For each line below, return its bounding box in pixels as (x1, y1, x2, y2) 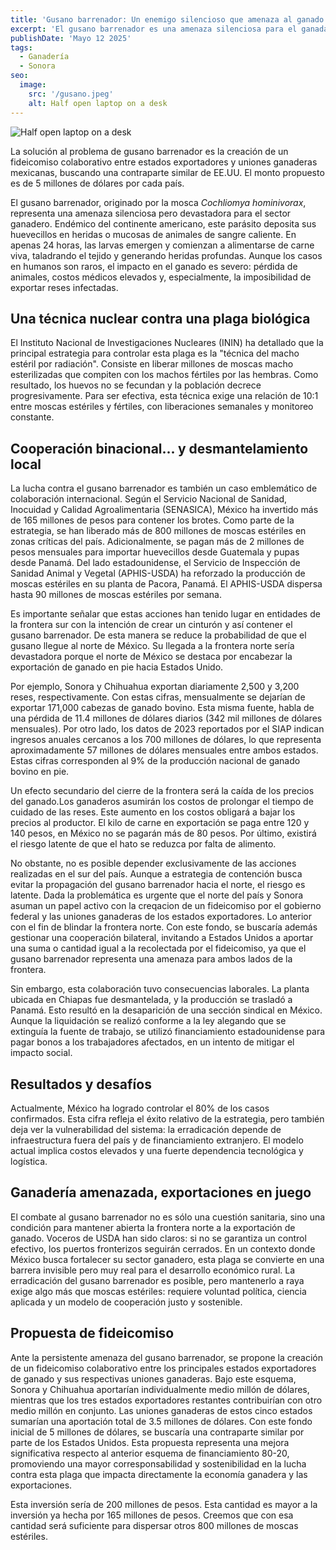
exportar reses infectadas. (10, 281, 119, 293)
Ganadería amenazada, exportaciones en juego (10, 1184, 312, 1201)
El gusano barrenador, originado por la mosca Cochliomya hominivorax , (10, 196, 307, 208)
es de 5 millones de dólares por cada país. (10, 177, 185, 189)
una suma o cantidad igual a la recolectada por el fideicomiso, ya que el (10, 942, 307, 955)
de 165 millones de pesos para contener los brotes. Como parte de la (10, 514, 295, 526)
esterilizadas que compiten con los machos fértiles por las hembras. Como (10, 369, 319, 381)
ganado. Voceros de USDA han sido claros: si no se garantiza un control (10, 1232, 307, 1244)
